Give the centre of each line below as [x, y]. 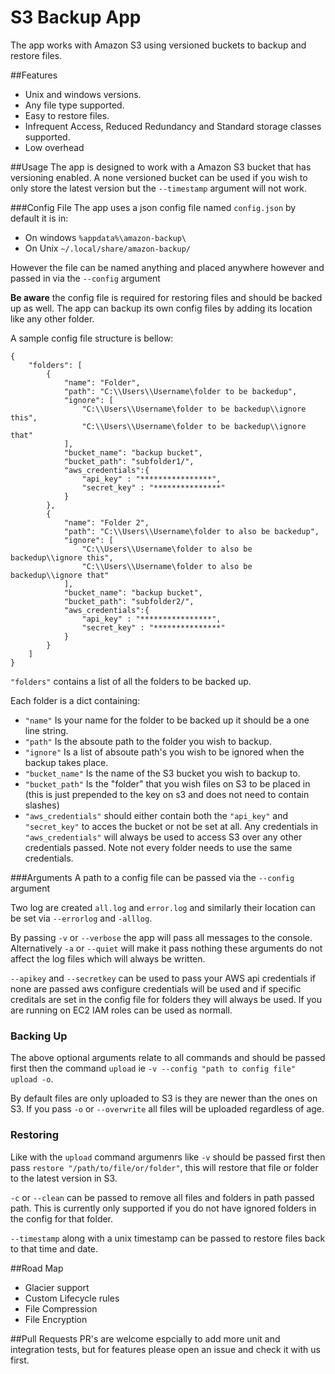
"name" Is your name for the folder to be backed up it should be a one [167, 720]
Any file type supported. [74, 105]
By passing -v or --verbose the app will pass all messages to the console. [161, 937]
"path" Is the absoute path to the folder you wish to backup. [148, 741]
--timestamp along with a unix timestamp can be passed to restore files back [168, 1238]
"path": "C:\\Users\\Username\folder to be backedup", [180, 391]
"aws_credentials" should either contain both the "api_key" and [156, 815]
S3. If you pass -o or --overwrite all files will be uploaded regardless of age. [167, 1109]
